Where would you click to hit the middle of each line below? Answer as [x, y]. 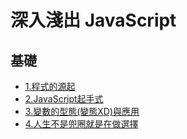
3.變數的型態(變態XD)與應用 [82, 111]
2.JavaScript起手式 [64, 99]
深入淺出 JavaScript [93, 20]
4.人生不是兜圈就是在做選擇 [81, 124]
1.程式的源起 [50, 86]
